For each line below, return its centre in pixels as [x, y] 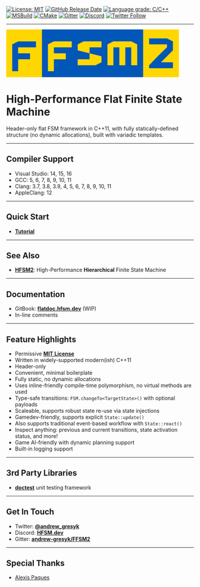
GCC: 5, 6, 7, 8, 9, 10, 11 [43, 180]
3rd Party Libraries [42, 473]
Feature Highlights [41, 339]
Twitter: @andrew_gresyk [47, 526]
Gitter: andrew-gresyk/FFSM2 [52, 539]
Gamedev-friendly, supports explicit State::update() [79, 417]
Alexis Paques [32, 577]
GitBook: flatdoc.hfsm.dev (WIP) [55, 309]
